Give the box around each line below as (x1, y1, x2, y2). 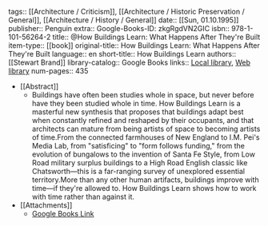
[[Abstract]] (19, 81, 59, 91)
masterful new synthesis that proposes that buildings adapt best (31, 107, 244, 117)
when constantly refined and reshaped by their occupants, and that (31, 116, 254, 125)
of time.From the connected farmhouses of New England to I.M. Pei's (31, 133, 260, 142)
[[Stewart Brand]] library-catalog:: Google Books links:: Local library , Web (8, 57, 250, 67)
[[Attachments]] (19, 200, 73, 210)
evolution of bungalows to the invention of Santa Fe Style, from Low (31, 149, 256, 159)
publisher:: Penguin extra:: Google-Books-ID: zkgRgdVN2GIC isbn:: (8, 24, 230, 33)
